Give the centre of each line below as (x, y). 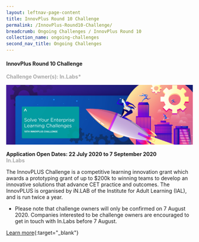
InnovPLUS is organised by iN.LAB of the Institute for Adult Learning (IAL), (97, 191)
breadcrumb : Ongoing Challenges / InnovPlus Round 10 (74, 31)
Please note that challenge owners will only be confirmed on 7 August (100, 209)
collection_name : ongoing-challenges (53, 38)
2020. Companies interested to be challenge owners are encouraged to (102, 215)
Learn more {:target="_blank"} (42, 233)
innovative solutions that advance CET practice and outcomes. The (88, 184)
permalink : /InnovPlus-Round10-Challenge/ (59, 25)
